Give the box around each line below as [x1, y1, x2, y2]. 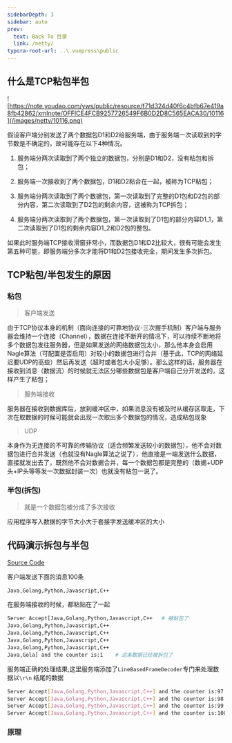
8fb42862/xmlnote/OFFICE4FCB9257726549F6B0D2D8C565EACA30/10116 [7, 109, 224, 117]
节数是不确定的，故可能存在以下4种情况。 [7, 139, 126, 148]
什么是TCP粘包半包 [7, 76, 90, 88]
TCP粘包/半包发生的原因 [7, 269, 111, 281]
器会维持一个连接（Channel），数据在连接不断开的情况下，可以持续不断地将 [7, 332, 222, 340]
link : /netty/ [13, 40, 54, 48]
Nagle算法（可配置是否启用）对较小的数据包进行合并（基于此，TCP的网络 [7, 349, 217, 357]
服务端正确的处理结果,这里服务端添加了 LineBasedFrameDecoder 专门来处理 [7, 664, 213, 673]
